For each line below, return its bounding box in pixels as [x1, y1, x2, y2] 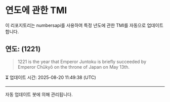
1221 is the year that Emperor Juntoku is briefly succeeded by [17, 59, 147, 65]
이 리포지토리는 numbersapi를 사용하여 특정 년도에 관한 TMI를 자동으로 [5, 22, 146, 28]
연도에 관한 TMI [5, 5, 67, 16]
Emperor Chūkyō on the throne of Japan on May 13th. [17, 64, 130, 70]
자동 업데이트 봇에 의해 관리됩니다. [5, 91, 73, 97]
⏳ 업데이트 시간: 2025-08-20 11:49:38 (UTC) [5, 74, 96, 80]
